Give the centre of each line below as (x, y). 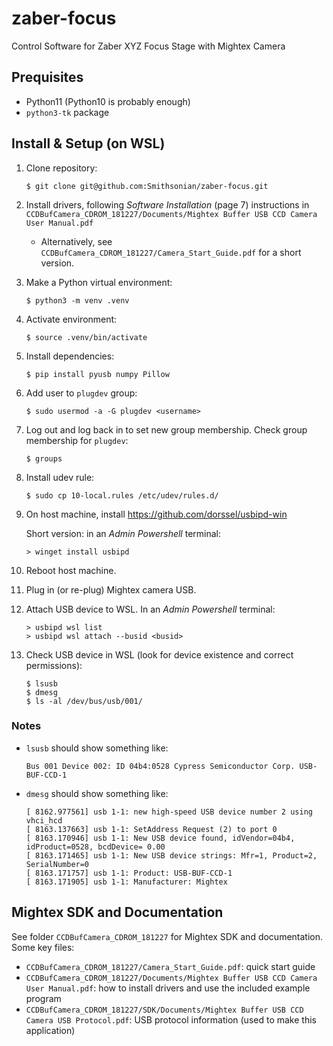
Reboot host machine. (71, 570)
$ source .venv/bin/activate (86, 337)
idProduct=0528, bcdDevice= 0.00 (95, 847)
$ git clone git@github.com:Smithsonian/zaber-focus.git (147, 186)
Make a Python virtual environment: (99, 282)
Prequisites (47, 77)
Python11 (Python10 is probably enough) (108, 101)
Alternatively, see (76, 241)
